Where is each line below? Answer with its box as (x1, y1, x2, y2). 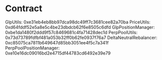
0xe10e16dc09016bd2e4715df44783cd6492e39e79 (5, 50, 111, 56)
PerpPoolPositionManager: (5, 45, 60, 51)
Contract (5, 3, 43, 14)
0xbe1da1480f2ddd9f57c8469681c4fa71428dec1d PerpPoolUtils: (5, 29, 138, 35)
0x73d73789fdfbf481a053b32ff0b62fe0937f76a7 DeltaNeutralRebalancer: (5, 35, 158, 40)
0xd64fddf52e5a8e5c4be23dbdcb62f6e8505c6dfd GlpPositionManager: (5, 24, 155, 30)
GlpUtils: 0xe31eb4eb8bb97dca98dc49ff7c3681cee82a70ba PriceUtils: (5, 19, 151, 25)
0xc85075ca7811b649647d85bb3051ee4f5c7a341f (5, 40, 109, 45)
